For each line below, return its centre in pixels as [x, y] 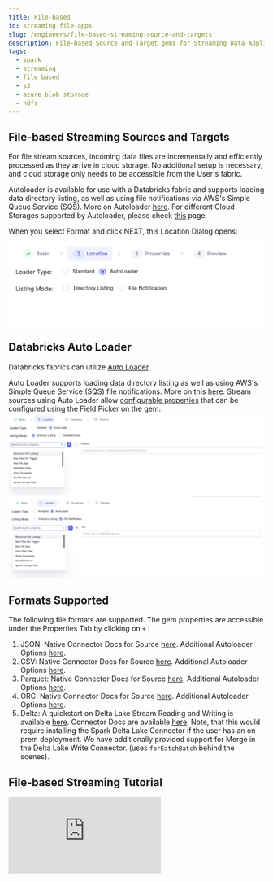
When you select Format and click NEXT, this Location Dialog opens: [123, 231]
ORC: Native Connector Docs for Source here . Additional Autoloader [134, 696]
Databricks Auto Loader [70, 347]
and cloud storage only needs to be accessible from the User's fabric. [126, 174]
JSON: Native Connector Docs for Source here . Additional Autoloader [136, 644]
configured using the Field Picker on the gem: [85, 408]
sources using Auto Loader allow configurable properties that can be [123, 400]
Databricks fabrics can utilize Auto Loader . [80, 367]
